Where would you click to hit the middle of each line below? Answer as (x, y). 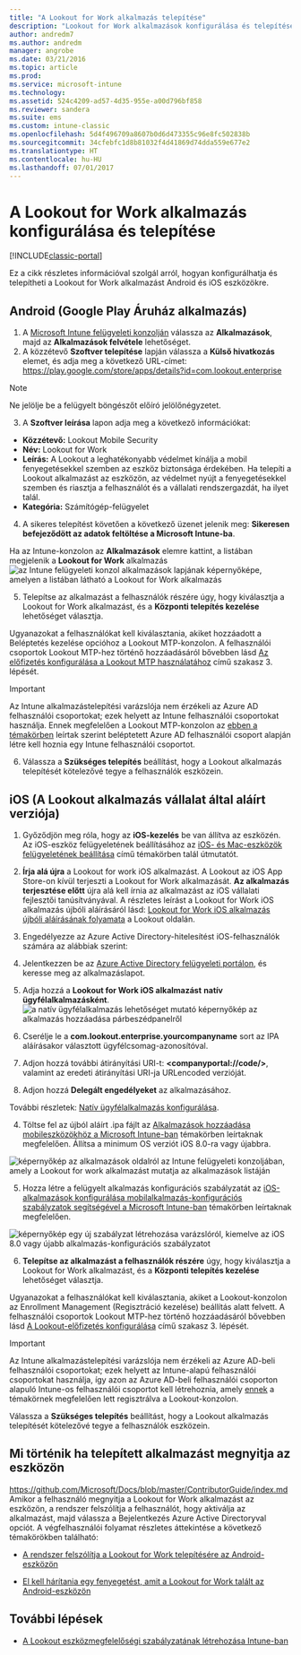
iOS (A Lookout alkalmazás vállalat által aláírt (138, 799)
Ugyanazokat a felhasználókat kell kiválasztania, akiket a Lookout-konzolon (148, 1297)
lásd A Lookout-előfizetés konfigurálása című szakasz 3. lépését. (129, 1326)
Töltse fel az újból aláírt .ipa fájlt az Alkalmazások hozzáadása (136, 1124)
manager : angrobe (42, 51)
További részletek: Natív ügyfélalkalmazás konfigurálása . (114, 1107)
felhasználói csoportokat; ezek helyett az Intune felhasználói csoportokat (144, 716)
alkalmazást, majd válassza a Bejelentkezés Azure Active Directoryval (138, 1518)
